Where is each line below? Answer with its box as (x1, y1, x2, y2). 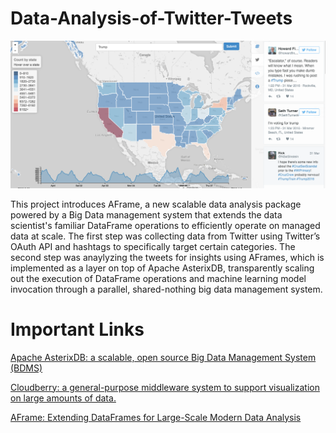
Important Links (10, 318, 145, 341)
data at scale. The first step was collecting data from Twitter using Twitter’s (10, 230, 321, 242)
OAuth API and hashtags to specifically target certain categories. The (10, 240, 296, 252)
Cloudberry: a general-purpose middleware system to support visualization (10, 381, 320, 393)
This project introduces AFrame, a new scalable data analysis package (10, 198, 302, 210)
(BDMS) (10, 362, 43, 374)
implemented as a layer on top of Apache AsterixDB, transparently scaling (10, 262, 315, 274)
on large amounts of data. (10, 392, 117, 404)
